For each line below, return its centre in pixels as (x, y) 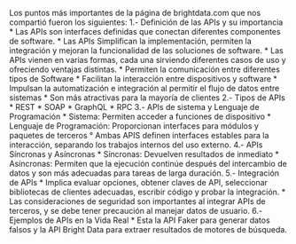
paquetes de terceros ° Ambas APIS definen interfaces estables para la (139, 135)
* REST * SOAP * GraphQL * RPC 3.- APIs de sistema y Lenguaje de (134, 107)
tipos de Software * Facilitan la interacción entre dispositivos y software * (143, 79)
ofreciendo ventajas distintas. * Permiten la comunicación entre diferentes (145, 69)
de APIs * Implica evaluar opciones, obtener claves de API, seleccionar (139, 182)
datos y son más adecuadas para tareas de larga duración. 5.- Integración (144, 173)
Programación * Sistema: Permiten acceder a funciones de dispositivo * (140, 116)
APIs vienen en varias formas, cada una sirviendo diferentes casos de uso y (148, 60)
